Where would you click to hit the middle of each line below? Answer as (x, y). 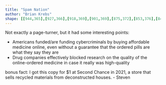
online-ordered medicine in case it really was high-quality (71, 63)
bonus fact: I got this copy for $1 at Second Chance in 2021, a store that (78, 72)
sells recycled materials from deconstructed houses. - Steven (68, 77)
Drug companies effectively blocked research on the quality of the (80, 58)
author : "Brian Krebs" (28, 14)
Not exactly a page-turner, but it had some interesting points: (67, 33)
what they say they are (35, 52)
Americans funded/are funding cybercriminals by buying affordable (81, 42)
